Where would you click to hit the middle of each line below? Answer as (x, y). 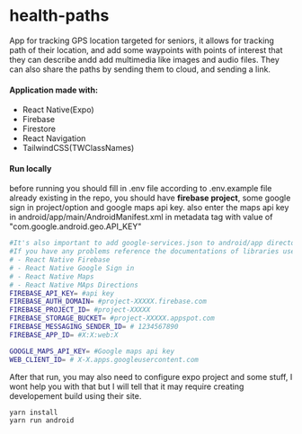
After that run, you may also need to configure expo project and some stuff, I (151, 376)
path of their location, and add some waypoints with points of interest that (146, 49)
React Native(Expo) (58, 110)
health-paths (59, 16)
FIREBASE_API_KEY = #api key (62, 293)
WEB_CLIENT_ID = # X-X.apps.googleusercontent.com (104, 359)
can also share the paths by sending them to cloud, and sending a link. (140, 69)
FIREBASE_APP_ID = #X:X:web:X (64, 335)
